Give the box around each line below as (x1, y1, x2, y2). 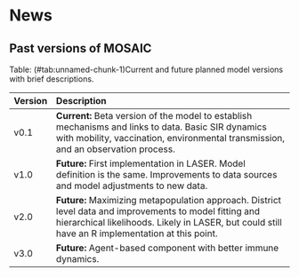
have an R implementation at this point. (56, 227, 218, 240)
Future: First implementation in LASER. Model (56, 157, 246, 170)
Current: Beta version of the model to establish (56, 110, 253, 122)
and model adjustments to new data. (56, 179, 208, 192)
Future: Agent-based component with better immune (56, 241, 279, 254)
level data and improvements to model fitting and (56, 205, 261, 218)
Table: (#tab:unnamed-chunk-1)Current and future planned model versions (9, 64, 283, 75)
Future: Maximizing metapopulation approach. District (56, 194, 282, 206)
